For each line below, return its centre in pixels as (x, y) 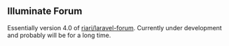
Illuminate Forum (45, 11)
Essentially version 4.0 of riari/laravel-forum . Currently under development (114, 27)
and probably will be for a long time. (59, 35)
